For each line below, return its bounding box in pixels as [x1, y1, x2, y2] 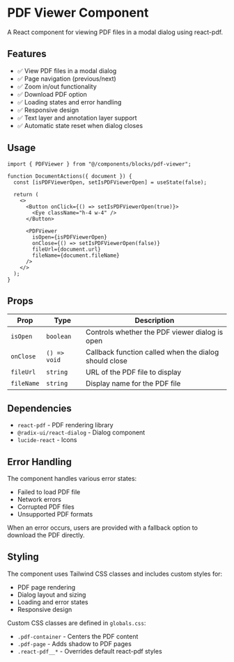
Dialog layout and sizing [17, 590, 86, 599]
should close [86, 356, 127, 366]
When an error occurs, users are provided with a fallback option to [7, 523, 198, 532]
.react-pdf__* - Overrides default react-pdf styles [17, 647, 162, 655]
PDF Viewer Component [7, 5, 149, 21]
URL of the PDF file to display [86, 368, 182, 377]
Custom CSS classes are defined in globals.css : [7, 618, 146, 627]
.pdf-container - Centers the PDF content [17, 632, 139, 640]
